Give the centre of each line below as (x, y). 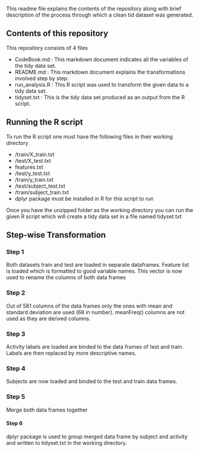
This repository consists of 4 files (47, 48)
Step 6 (14, 423)
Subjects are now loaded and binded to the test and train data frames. (92, 381)
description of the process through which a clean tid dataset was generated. (100, 15)
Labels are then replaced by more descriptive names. (71, 353)
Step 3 (16, 334)
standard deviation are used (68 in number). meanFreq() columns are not (96, 312)
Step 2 (16, 293)
